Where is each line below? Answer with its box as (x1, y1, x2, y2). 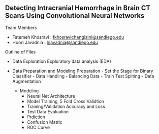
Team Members (5, 25, 37, 30)
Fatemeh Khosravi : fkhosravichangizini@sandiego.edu (12, 34, 124, 40)
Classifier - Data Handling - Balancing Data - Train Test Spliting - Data (12, 73, 154, 79)
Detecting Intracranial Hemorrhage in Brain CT (5, 4, 151, 12)
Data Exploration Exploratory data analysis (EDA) (12, 58, 112, 64)
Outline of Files (5, 49, 36, 54)
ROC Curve (27, 124, 50, 130)
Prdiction (27, 114, 45, 120)
